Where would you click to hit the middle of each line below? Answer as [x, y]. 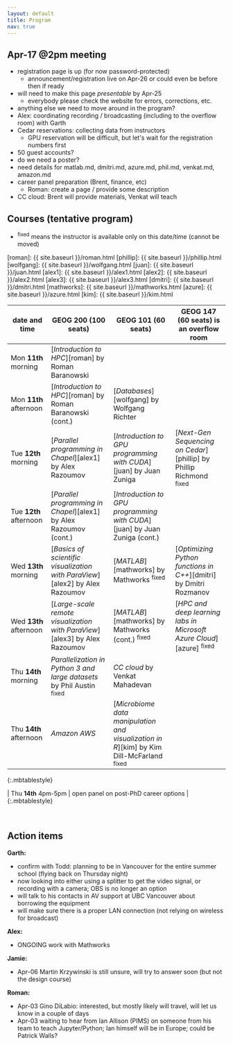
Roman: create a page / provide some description [98, 190]
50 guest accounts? [45, 153]
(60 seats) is [199, 320]
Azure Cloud [196, 638]
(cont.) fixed [132, 639]
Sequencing [195, 441]
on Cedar [190, 450]
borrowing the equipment [53, 903]
